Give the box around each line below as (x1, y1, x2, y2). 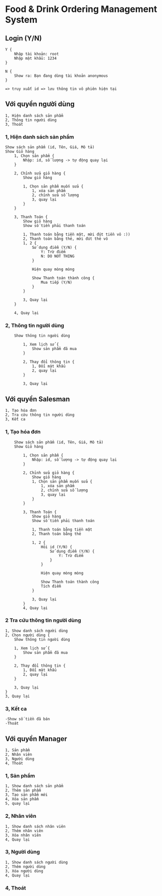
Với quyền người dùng (5, 100, 75, 108)
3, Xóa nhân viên (5, 833, 41, 838)
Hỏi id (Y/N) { (40, 544, 72, 549)
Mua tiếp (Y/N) (40, 280, 72, 285)
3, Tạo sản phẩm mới (5, 792, 48, 797)
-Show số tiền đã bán (5, 717, 50, 721)
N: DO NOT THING (40, 254, 75, 259)
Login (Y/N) (5, 34, 42, 42)
